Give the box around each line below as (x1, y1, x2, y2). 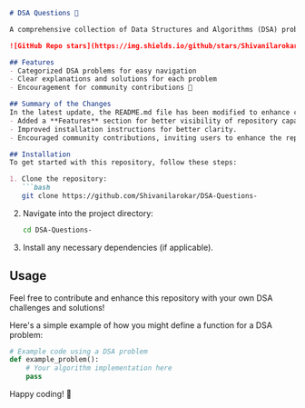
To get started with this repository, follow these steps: (9, 158, 238, 167)
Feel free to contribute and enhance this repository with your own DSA (9, 292, 273, 304)
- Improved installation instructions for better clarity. (9, 124, 238, 134)
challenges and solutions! (9, 302, 105, 313)
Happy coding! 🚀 (9, 389, 73, 400)
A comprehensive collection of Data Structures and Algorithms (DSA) (9, 25, 279, 34)
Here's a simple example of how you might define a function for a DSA (9, 319, 272, 331)
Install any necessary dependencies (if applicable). (22, 242, 213, 253)
